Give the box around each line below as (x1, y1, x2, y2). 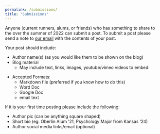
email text (19, 94, 39, 100)
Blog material (12, 59, 39, 65)
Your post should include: (5, 45, 56, 50)
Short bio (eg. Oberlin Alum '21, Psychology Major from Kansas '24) (12, 118, 148, 124)
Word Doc (19, 84, 40, 90)
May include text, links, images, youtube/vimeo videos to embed (19, 64, 149, 70)
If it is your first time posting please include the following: (5, 104, 120, 110)
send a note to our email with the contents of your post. (5, 35, 116, 41)
